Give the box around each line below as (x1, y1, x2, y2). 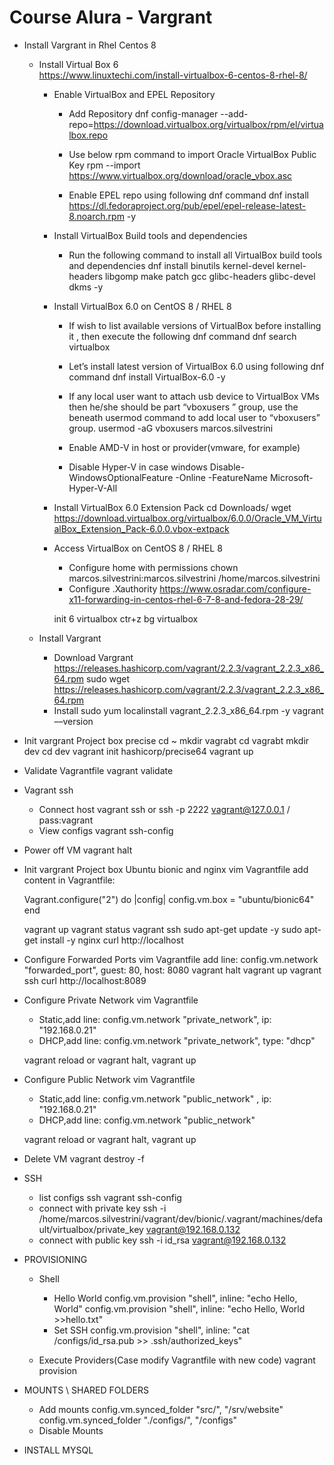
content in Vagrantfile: (23, 874, 116, 886)
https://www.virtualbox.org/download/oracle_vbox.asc (68, 169, 293, 181)
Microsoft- (269, 471, 314, 483)
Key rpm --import (68, 159, 141, 171)
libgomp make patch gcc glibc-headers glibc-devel (104, 270, 316, 282)
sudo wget (85, 672, 131, 685)
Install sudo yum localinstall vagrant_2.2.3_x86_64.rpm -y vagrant (53, 704, 324, 716)
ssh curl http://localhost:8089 (23, 974, 147, 986)
